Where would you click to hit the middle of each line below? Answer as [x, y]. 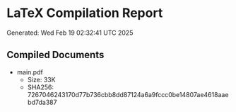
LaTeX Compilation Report [85, 13]
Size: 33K [41, 79]
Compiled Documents [55, 55]
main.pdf [30, 72]
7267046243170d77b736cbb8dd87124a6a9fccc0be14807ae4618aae [128, 94]
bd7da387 [42, 102]
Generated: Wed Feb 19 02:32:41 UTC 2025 [70, 33]
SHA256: [41, 87]
